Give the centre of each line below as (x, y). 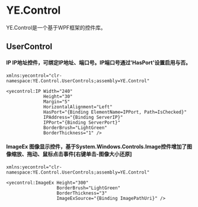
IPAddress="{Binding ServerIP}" (83, 117)
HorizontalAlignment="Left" (78, 107)
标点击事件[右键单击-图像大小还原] (90, 154)
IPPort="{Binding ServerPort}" (82, 123)
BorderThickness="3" (82, 193)
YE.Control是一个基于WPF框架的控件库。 (56, 27)
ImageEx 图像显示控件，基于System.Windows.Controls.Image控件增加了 (97, 147)
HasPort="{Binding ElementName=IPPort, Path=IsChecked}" (115, 112)
